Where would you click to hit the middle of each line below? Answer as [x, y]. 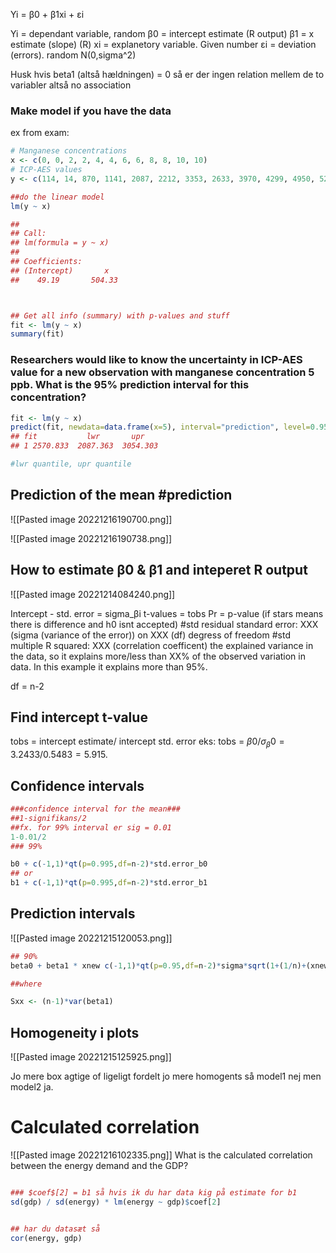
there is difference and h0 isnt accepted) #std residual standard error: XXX [164, 624]
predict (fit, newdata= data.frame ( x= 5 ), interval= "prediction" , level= [160, 427]
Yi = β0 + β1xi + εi [47, 14]
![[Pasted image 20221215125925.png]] [91, 1057]
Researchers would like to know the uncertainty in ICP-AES [156, 360]
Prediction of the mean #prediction [121, 495]
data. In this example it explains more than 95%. [109, 666]
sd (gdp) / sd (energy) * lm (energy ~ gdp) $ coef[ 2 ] [116, 1202]
